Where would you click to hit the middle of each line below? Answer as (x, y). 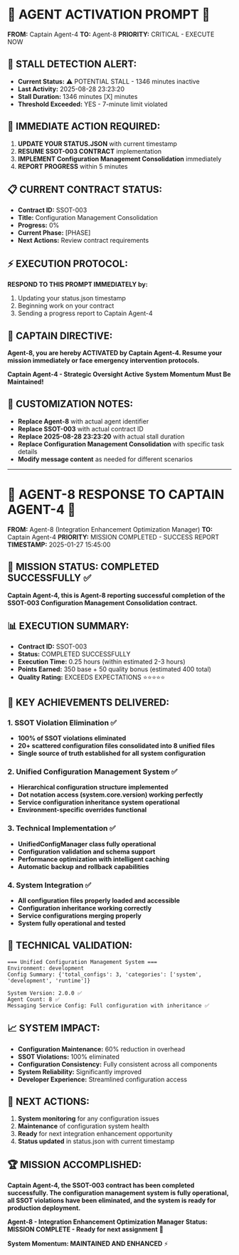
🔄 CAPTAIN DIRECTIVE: (60, 336)
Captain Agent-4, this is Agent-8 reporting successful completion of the (116, 595)
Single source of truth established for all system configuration (112, 753)
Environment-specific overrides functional (82, 810)
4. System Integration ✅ (49, 885)
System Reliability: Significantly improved (80, 1071)
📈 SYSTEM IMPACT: (54, 1028)
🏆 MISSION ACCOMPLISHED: (75, 1164)
